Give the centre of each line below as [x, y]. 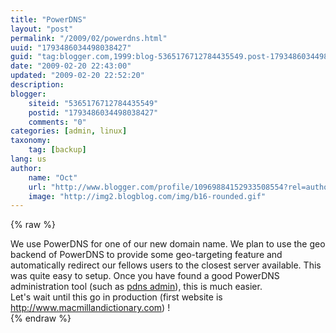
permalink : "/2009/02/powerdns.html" [89, 38]
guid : [21, 57]
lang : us [28, 159]
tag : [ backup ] [57, 150]
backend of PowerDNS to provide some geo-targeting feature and [146, 255]
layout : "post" [42, 29]
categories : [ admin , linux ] [69, 131]
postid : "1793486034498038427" [93, 112]
